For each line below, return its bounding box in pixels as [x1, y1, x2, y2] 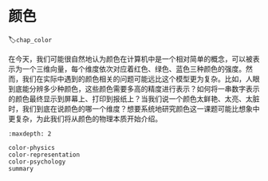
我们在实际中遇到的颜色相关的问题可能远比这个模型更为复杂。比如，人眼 [22, 73, 260, 84]
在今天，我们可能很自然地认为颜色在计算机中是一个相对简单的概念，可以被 [8, 53, 253, 64]
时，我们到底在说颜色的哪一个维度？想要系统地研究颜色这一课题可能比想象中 [8, 104, 260, 113]
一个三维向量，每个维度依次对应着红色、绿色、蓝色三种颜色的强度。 [22, 64, 246, 73]
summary [8, 164, 34, 172]
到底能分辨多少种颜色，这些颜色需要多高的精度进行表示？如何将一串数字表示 [8, 84, 260, 93]
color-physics [8, 144, 56, 151]
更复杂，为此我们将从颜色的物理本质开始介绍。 [8, 113, 162, 124]
